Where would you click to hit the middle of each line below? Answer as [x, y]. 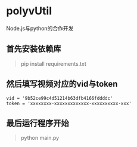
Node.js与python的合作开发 [40, 28]
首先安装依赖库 [34, 49]
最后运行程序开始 [38, 123]
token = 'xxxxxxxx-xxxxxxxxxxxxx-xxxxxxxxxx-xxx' [69, 103]
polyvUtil [29, 11]
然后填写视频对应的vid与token [62, 84]
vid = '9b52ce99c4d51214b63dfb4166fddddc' [60, 98]
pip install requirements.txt [53, 63]
